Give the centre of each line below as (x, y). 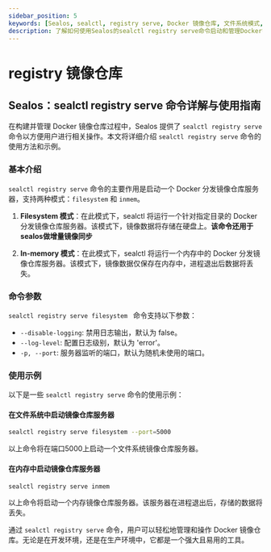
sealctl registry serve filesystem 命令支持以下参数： (103, 315)
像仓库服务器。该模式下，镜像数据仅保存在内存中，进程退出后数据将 (133, 263)
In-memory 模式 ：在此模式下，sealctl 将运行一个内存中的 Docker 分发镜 (140, 253)
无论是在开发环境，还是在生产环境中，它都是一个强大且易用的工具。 (135, 540)
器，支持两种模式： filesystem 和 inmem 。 (77, 199)
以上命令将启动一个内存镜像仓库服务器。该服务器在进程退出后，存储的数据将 (135, 503)
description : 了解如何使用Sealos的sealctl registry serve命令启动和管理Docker (135, 31)
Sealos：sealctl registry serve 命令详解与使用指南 (135, 105)
